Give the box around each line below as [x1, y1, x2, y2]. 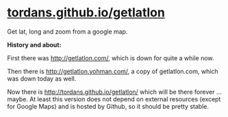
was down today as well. [7, 74, 77, 83]
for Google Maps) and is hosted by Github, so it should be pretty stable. [7, 102, 209, 110]
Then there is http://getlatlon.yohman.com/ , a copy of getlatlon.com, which [7, 67, 218, 75]
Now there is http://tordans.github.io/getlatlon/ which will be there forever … [7, 88, 222, 96]
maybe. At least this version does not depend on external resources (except [7, 94, 221, 103]
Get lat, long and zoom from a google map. [7, 27, 128, 36]
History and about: [7, 40, 62, 49]
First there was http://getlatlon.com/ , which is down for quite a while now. [7, 53, 214, 62]
